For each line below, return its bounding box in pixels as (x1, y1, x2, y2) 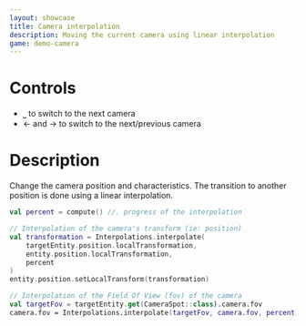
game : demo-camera (9, 38, 79, 48)
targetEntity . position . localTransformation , (25, 240, 198, 250)
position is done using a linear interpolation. (9, 190, 174, 201)
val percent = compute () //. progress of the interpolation (9, 208, 243, 217)
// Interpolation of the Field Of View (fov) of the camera (9, 291, 243, 301)
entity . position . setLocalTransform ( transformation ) (9, 275, 209, 284)
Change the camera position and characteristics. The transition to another (9, 180, 287, 191)
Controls (9, 78, 76, 98)
